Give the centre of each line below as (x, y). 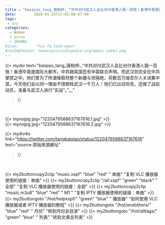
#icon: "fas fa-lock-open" (41, 46)
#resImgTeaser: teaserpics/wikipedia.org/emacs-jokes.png (66, 51)
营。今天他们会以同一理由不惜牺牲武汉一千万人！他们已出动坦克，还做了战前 (82, 84)
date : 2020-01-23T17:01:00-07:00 (47, 14)
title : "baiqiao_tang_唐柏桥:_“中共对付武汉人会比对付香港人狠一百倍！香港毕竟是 (82, 10)
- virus (17, 37)
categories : (17, 28)
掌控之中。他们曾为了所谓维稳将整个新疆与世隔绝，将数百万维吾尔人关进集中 (82, 78)
